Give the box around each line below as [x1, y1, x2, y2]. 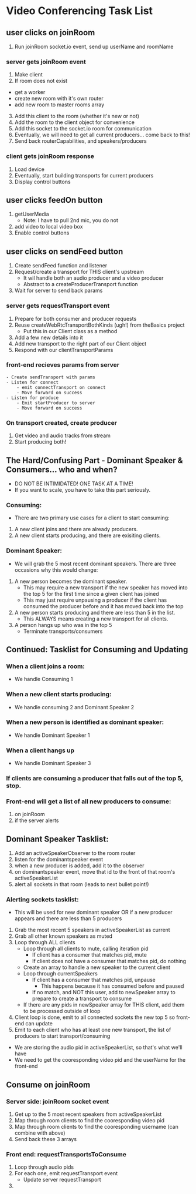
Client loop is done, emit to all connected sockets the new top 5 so [14, 1014, 176, 1021]
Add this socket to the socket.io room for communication [14, 125, 152, 132]
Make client [14, 71, 43, 78]
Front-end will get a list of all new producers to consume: [6, 797, 171, 806]
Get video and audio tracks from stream [14, 432, 111, 439]
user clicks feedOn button [6, 195, 103, 205]
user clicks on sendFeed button [6, 246, 123, 256]
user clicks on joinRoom [6, 28, 95, 38]
